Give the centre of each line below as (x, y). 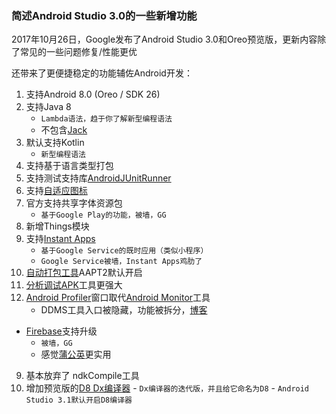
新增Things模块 (57, 226)
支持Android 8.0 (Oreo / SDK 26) (93, 94)
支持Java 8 (48, 107)
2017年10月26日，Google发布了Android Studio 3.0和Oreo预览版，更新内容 (164, 39)
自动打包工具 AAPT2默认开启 (84, 273)
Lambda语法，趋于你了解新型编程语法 (106, 119)
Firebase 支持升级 (61, 331)
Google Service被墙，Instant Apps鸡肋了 (121, 262)
